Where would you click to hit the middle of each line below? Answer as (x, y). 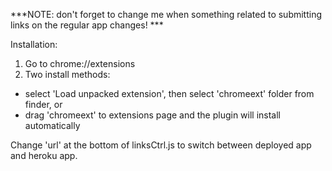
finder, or (43, 104)
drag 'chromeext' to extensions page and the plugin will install (153, 115)
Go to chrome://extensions (80, 63)
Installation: (34, 44)
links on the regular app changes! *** (87, 25)
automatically (52, 125)
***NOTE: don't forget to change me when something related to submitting (166, 14)
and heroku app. (44, 155)
